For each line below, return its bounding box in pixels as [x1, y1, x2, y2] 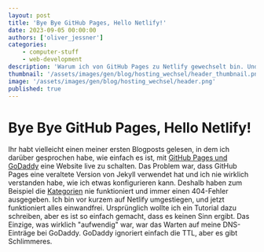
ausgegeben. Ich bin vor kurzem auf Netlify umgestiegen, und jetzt [8, 195, 225, 205]
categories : [8, 41, 47, 49]
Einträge [8, 228, 35, 238]
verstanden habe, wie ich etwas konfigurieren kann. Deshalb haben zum [8, 178, 243, 187]
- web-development [22, 56, 82, 64]
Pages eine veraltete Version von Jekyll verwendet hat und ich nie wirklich [8, 170, 249, 180]
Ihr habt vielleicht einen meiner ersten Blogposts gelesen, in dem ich [8, 145, 230, 154]
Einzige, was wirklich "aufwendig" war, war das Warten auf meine [8, 220, 222, 229]
